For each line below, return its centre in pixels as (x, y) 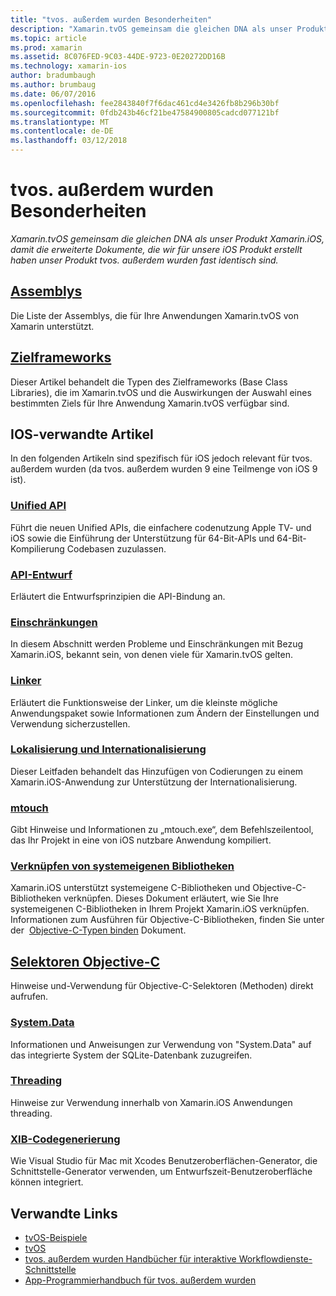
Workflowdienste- (275, 1258)
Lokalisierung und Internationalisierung (108, 749)
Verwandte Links (64, 1213)
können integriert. (47, 1182)
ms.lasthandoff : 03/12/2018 (69, 141)
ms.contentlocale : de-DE (62, 131)
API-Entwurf (41, 574)
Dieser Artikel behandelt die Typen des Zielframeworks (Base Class (149, 382)
